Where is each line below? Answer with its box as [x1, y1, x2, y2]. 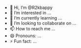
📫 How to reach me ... [9, 26, 55, 31]
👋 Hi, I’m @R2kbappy [9, 5, 53, 10]
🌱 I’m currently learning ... [9, 15, 62, 21]
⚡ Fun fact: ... [9, 38, 37, 44]
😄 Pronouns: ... [9, 33, 42, 39]
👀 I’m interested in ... [9, 10, 52, 16]
